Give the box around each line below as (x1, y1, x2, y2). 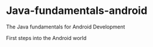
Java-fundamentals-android (6, 4, 148, 17)
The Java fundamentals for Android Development (6, 23, 125, 30)
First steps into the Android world (6, 34, 87, 41)
